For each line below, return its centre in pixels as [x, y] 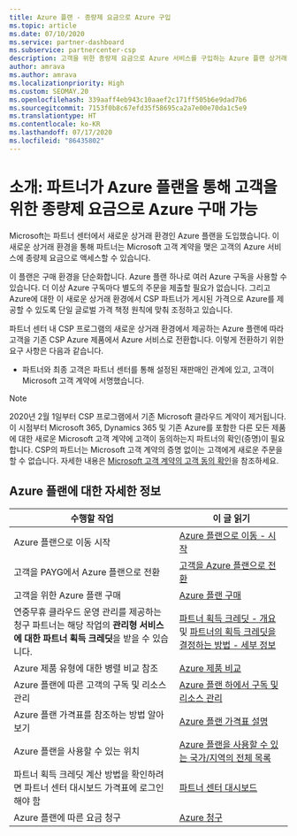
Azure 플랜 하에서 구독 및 [229, 685]
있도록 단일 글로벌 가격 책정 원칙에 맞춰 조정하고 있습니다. [134, 310]
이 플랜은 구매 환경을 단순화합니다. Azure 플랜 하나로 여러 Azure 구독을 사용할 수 [148, 276]
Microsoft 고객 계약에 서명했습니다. [83, 380]
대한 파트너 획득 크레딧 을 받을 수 [87, 638]
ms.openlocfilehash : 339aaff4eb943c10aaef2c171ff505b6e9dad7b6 [128, 100]
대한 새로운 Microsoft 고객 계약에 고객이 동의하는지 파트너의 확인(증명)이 [143, 438]
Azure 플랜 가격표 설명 [224, 721]
